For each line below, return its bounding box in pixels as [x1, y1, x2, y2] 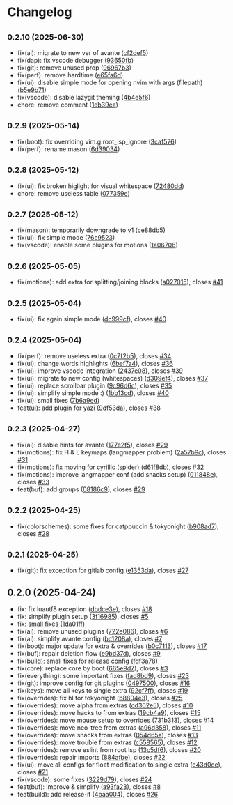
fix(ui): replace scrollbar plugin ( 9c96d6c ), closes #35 [17, 381, 172, 390]
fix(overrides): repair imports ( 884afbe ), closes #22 [17, 753, 166, 762]
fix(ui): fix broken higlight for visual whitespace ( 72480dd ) [17, 182, 184, 190]
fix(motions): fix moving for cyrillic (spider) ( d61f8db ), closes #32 [17, 463, 204, 471]
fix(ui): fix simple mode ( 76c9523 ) [17, 233, 115, 242]
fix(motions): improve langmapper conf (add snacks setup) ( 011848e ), [17, 470, 218, 478]
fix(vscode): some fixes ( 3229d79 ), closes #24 [17, 775, 152, 784]
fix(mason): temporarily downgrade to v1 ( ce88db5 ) [17, 226, 166, 234]
